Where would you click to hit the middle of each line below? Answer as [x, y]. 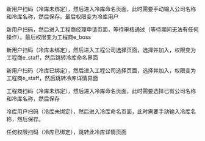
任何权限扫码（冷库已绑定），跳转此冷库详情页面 [67, 132]
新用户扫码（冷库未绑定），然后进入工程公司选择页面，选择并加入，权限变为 [101, 50]
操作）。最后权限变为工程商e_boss [49, 37]
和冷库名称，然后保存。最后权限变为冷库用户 [63, 16]
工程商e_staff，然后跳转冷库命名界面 [52, 57]
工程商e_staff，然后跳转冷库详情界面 [52, 78]
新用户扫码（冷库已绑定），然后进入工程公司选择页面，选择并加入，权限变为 [101, 70]
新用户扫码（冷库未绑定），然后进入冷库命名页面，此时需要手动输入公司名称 [101, 9]
